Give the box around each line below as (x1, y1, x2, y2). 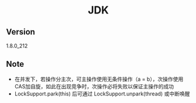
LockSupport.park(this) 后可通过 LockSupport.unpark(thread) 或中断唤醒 (14, 90, 190, 97)
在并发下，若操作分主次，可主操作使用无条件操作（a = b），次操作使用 (14, 75, 184, 83)
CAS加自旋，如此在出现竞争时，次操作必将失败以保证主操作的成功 (14, 83, 174, 90)
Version (6, 27, 35, 37)
